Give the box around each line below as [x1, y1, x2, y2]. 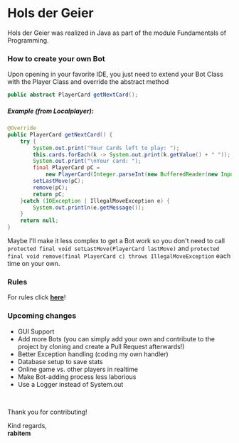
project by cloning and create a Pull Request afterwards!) [17, 342, 185, 351]
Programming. [7, 36, 49, 44]
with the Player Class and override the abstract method [7, 78, 169, 86]
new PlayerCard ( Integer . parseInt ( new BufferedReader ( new [45, 171, 218, 178]
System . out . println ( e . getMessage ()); [33, 204, 144, 211]
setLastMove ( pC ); [33, 178, 84, 185]
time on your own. [7, 260, 60, 268]
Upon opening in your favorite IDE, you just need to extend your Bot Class [7, 70, 224, 79]
